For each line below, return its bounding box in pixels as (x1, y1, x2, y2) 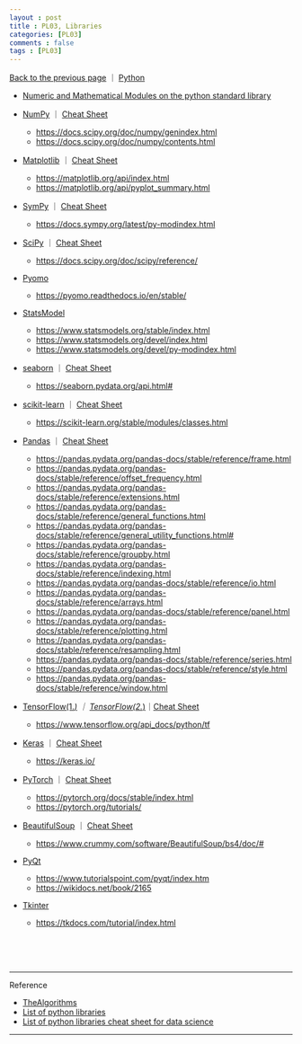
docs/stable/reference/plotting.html (35, 625, 168, 636)
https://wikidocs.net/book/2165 (35, 882, 152, 894)
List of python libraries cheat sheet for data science (22, 1016, 214, 1027)
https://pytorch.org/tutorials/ (35, 801, 142, 813)
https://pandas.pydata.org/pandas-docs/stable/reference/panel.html (35, 606, 290, 617)
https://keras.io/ (35, 756, 96, 766)
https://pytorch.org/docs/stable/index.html (35, 792, 194, 803)
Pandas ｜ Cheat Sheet (22, 436, 109, 447)
